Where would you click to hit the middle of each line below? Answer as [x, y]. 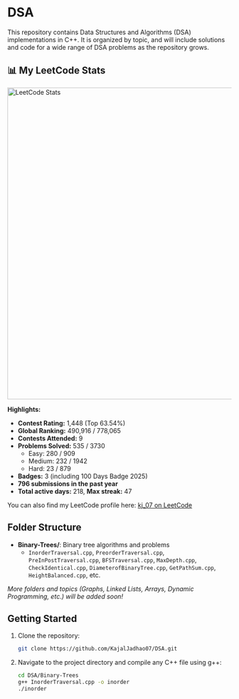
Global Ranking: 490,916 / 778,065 [69, 430]
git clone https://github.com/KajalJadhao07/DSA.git [97, 649]
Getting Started [42, 618]
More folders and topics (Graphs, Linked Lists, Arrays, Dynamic [101, 589]
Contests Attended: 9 [50, 438]
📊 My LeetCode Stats [57, 71]
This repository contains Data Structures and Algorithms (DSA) [100, 32]
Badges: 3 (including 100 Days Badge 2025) [83, 476]
